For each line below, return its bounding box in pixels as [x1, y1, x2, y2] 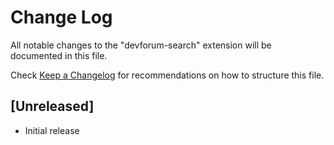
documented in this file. [10, 49, 108, 61]
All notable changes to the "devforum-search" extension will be [10, 39, 272, 51]
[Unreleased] [10, 98, 95, 115]
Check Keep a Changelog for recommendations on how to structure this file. [10, 69, 325, 81]
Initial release [24, 124, 80, 136]
